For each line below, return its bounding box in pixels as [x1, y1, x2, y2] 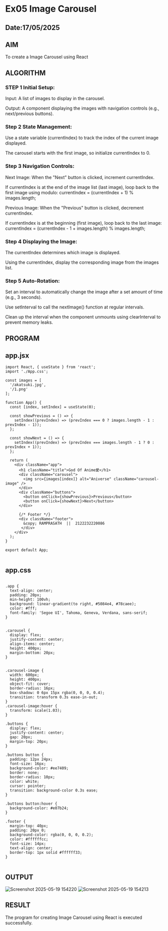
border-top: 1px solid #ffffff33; [10, 850, 82, 855]
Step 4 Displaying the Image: [5, 238, 77, 245]
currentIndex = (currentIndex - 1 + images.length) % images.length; [5, 225, 145, 231]
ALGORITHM [5, 68, 46, 77]
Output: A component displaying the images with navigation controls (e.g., [5, 105, 160, 112]
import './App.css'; [5, 369, 49, 374]
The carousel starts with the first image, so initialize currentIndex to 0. [5, 150, 150, 156]
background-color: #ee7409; [10, 766, 69, 771]
